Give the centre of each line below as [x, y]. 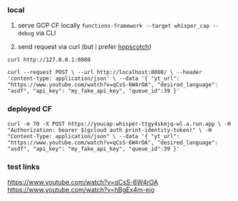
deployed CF [30, 109]
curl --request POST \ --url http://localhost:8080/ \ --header [105, 73]
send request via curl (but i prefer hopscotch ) [84, 47]
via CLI [46, 33]
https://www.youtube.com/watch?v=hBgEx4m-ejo [81, 190]
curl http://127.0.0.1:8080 [49, 60]
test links [24, 167]
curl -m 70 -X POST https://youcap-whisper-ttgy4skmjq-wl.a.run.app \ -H [119, 124]
